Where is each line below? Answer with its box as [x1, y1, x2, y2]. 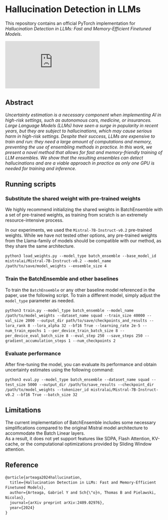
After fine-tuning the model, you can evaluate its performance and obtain [5, 361, 157, 368]
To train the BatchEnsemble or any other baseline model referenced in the [5, 287, 155, 293]
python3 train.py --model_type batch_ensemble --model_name [5, 308, 134, 313]
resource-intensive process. [5, 217, 64, 223]
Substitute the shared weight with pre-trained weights [5, 195, 141, 202]
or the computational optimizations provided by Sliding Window [20, 441, 152, 447]
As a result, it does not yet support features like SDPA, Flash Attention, [5, 435, 151, 441]
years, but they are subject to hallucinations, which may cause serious [5, 128, 152, 134]
